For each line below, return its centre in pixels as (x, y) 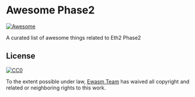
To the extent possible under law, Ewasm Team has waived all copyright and (98, 81)
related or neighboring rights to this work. (56, 88)
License (21, 56)
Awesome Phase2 (51, 10)
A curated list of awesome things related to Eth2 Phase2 (74, 37)
